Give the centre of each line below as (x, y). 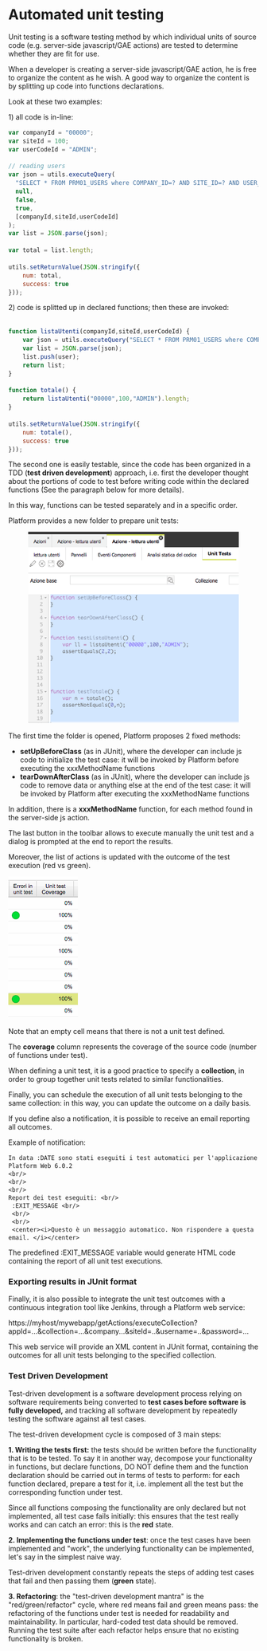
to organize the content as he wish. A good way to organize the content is (129, 77)
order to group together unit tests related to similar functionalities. (116, 1079)
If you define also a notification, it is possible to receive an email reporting (129, 1118)
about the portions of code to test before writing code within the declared (129, 482)
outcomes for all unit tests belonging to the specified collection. (112, 1355)
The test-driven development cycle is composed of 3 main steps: (115, 1434)
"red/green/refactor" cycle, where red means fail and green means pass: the (133, 1605)
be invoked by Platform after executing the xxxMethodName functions (135, 794)
